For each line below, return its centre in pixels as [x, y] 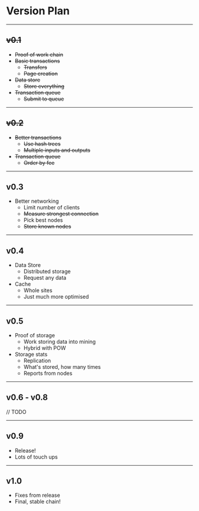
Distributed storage [47, 271]
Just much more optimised [56, 297]
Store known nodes [47, 227]
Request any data [45, 278]
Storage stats [31, 354]
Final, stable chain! [38, 501]
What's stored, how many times [62, 367]
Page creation [41, 73]
